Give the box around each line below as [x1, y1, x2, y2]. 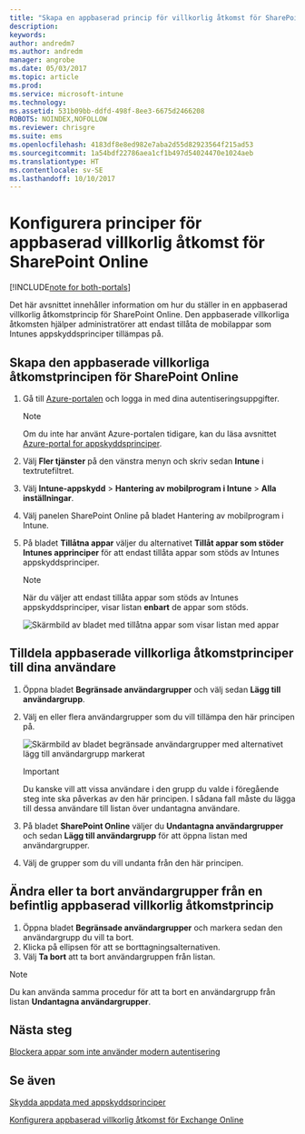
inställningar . [22, 493, 74, 503]
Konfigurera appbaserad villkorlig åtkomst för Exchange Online [9, 1115, 244, 1126]
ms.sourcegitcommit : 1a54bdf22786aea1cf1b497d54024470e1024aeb [9, 148, 254, 157]
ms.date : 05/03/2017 [9, 65, 88, 74]
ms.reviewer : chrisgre [9, 124, 95, 133]
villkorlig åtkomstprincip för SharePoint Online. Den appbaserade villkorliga [9, 309, 290, 320]
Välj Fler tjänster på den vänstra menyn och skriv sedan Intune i [22, 456, 264, 467]
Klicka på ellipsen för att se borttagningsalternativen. [22, 941, 221, 952]
